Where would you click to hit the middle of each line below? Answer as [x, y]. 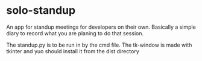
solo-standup [41, 10]
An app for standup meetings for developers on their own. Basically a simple [101, 27]
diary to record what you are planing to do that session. [75, 33]
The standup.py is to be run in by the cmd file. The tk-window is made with [99, 45]
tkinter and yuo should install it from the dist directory [73, 51]
